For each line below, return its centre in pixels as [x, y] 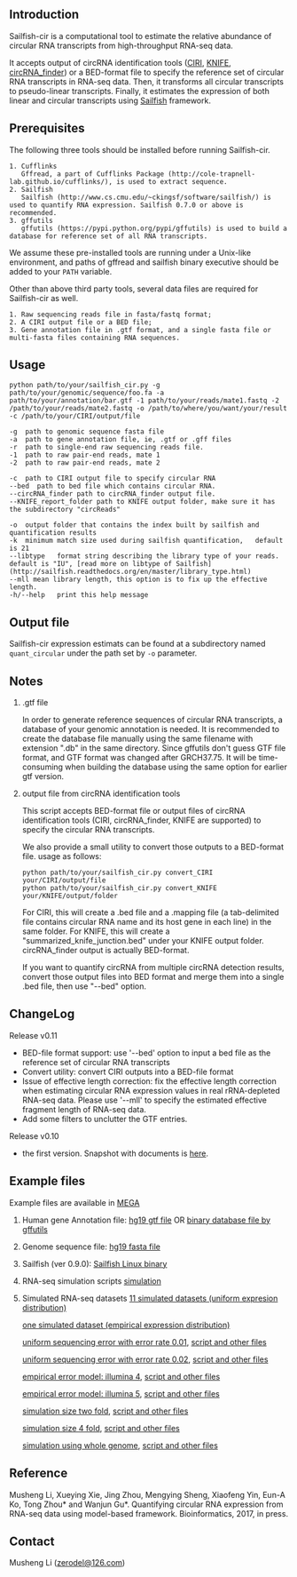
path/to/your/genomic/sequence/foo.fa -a [87, 393]
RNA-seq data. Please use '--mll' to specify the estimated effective [145, 1100]
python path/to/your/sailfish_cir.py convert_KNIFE [119, 888]
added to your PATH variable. [61, 271]
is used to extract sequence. [172, 181]
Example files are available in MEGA [74, 1202]
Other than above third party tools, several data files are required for [134, 289]
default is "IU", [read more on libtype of [91, 564]
